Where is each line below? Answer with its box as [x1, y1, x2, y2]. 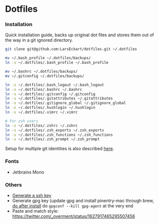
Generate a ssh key [12, 192, 52, 198]
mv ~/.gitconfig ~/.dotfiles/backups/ [5, 74, 84, 78]
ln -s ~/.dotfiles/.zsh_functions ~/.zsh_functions [5, 132, 113, 137]
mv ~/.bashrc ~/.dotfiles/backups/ [5, 69, 78, 74]
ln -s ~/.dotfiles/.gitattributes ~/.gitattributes [5, 96, 113, 101]
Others [5, 181, 22, 188]
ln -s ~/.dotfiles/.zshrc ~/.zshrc [5, 123, 78, 128]
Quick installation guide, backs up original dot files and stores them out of [5, 32, 155, 38]
